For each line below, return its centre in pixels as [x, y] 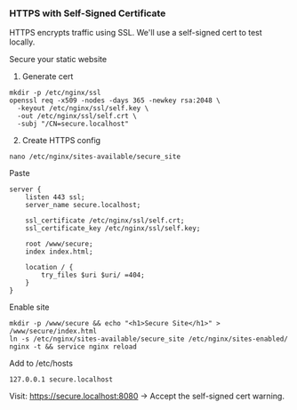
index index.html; [59, 252]
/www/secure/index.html [53, 332]
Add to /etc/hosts [41, 364]
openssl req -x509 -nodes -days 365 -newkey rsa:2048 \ [115, 100]
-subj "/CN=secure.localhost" [73, 124]
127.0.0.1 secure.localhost [61, 380]
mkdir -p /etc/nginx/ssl [55, 93]
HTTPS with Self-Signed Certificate [88, 13]
